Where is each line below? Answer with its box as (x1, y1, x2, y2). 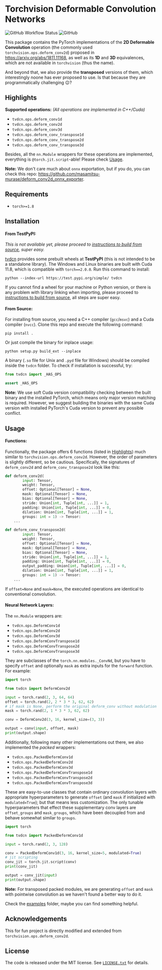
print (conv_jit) (5, 864, 38, 869)
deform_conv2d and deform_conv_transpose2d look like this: (5, 464, 120, 470)
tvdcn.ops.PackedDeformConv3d (12, 765, 74, 770)
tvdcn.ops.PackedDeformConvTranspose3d (12, 781, 93, 785)
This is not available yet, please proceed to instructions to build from (5, 241, 142, 247)
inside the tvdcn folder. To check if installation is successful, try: (5, 363, 133, 369)
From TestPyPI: (5, 231, 36, 237)
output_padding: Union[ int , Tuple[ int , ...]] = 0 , (22, 563, 127, 569)
